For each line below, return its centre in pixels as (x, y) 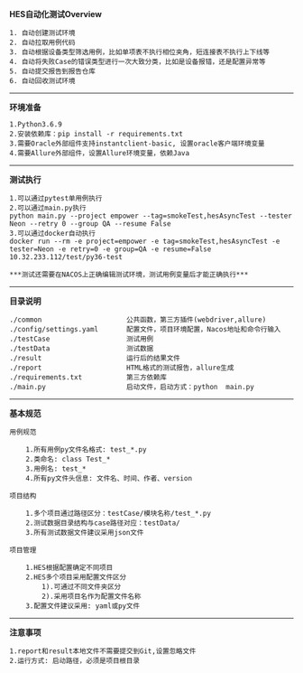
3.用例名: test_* (56, 469)
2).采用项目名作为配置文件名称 (92, 596)
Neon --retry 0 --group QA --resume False (90, 224)
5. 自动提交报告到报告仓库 (53, 71)
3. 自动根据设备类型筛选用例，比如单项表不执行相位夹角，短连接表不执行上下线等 (140, 52)
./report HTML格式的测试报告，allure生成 (122, 368)
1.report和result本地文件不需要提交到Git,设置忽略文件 (103, 651)
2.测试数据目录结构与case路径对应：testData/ (103, 523)
